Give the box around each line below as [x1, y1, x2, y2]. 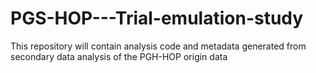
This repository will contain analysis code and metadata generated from [10, 40, 307, 52]
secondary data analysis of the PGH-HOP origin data [10, 50, 228, 62]
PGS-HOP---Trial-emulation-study [10, 7, 304, 30]
